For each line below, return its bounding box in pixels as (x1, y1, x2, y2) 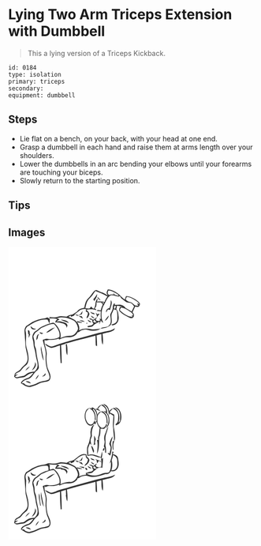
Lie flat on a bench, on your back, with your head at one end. (19, 134, 218, 143)
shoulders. (19, 150, 54, 160)
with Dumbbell (8, 22, 106, 40)
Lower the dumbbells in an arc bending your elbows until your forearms (19, 159, 252, 168)
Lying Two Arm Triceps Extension (8, 6, 233, 24)
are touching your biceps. (19, 168, 103, 177)
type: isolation (8, 70, 62, 78)
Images (8, 225, 46, 239)
